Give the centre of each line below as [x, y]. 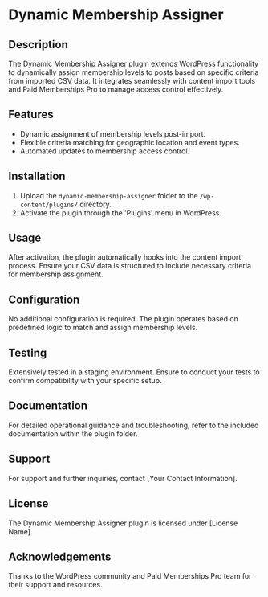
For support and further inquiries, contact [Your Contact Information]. [123, 478]
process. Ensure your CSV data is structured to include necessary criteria [130, 266]
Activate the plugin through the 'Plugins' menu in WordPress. [121, 213]
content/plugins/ [49, 205]
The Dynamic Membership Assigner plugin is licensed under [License [123, 523]
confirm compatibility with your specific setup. [85, 381]
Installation [37, 176]
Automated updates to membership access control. [105, 151]
